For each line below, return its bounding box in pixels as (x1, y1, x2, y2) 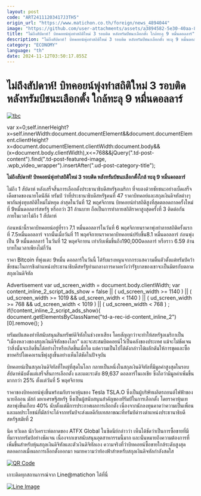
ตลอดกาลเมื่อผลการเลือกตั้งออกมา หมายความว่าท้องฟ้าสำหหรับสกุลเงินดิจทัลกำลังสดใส (7, 447, 174, 454)
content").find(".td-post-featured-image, (7, 155, 107, 162)
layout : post (7, 8, 39, 15)
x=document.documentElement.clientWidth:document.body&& (7, 143, 160, 150)
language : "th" (7, 48, 45, 54)
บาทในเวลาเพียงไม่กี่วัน (7, 244, 52, 251)
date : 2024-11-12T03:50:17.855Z (7, 53, 87, 59)
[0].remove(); (7, 319, 39, 326)
